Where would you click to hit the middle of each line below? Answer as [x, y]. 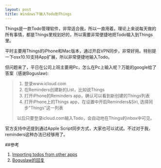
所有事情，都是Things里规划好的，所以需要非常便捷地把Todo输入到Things [79, 34]
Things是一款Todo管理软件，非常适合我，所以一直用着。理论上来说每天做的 [81, 28]
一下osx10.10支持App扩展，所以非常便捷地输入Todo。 [59, 57]
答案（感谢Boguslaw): [27, 73]
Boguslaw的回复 [28, 160]
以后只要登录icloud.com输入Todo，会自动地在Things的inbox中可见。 [86, 118]
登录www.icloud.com [45, 83]
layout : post [18, 9]
